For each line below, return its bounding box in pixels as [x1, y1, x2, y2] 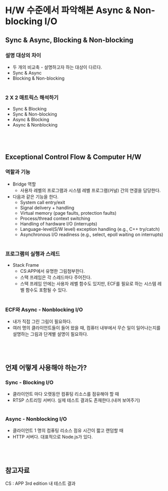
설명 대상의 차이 [5, 51, 41, 58]
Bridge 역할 [12, 181, 36, 187]
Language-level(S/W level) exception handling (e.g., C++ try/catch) [20, 226, 160, 232]
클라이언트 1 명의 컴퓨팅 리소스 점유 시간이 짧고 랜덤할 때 [12, 427, 124, 434]
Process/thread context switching [20, 215, 91, 221]
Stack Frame [12, 262, 39, 268]
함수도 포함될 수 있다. [25, 287, 68, 293]
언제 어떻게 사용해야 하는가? [5, 363, 87, 372]
